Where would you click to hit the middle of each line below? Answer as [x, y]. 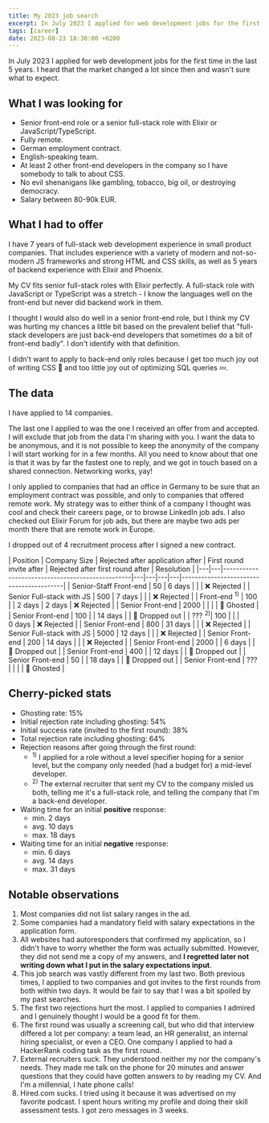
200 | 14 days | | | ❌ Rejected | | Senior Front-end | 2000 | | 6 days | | [141, 642]
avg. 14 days [53, 861]
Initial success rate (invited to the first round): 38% [104, 730]
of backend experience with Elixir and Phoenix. [86, 269]
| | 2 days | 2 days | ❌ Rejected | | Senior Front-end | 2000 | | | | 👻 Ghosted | [134, 605]
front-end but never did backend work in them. [86, 302]
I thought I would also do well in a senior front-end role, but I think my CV [129, 317]
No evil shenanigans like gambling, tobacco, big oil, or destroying [128, 182]
